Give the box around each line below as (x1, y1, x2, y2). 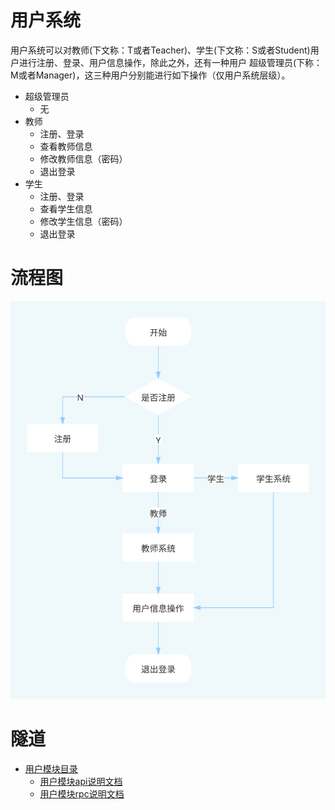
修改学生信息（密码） (39, 215, 128, 227)
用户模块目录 (24, 762, 78, 775)
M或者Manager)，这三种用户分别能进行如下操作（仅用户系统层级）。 (10, 69, 291, 81)
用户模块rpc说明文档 (39, 787, 125, 800)
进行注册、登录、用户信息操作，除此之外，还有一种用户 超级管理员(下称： (18, 56, 323, 68)
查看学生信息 (39, 202, 93, 215)
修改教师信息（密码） (39, 152, 128, 165)
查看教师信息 (39, 140, 93, 152)
